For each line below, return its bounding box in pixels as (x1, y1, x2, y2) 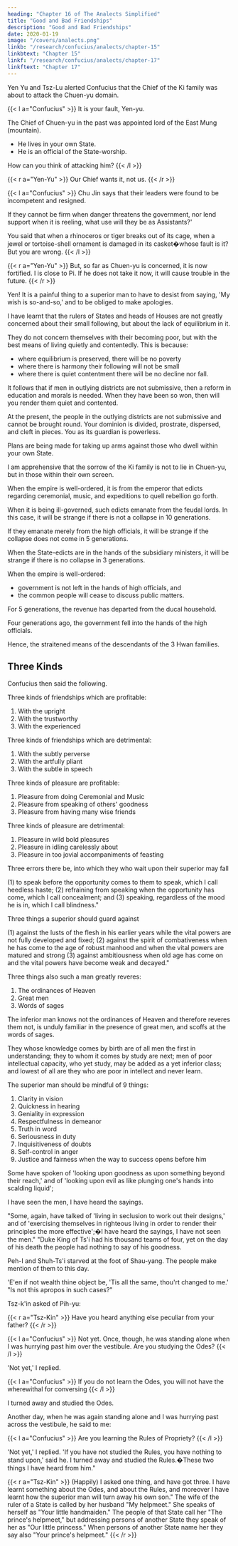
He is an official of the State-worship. (17, 147, 127, 155)
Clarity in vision (17, 1095, 64, 1103)
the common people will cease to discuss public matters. (17, 591, 185, 599)
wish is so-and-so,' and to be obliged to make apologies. (7, 297, 173, 306)
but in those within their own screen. (7, 470, 114, 478)
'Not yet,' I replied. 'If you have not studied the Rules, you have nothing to (7, 1448, 222, 1456)
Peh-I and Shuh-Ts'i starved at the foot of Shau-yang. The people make (7, 1257, 217, 1265)
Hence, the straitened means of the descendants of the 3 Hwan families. (7, 639, 220, 649)
